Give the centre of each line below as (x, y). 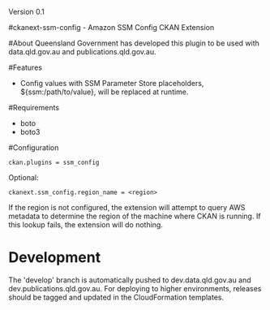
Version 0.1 (26, 12)
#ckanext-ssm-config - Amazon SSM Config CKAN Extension (111, 27)
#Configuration (34, 148)
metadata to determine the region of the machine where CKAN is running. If (135, 216)
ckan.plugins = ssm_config (54, 162)
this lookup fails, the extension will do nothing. (86, 225)
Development (55, 258)
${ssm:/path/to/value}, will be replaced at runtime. (104, 92)
